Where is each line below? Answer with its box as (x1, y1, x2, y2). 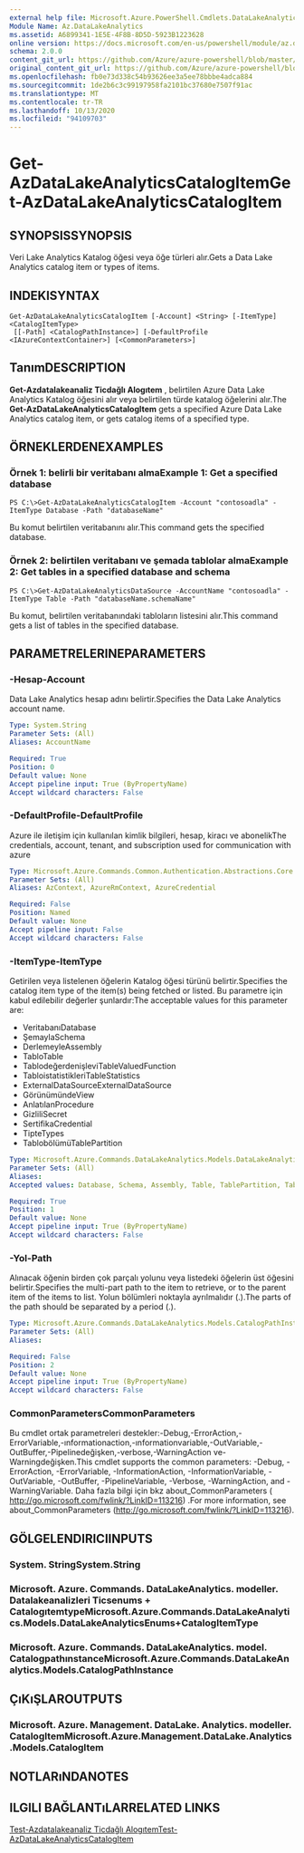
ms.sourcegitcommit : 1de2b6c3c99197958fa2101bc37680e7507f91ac (9, 81, 253, 90)
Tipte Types (22, 1128, 65, 1139)
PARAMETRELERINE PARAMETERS (9, 646, 206, 661)
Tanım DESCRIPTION (9, 360, 127, 376)
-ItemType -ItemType (9, 955, 102, 968)
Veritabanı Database (22, 1022, 97, 1033)
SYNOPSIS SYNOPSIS (9, 227, 133, 243)
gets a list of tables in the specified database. (9, 620, 179, 631)
